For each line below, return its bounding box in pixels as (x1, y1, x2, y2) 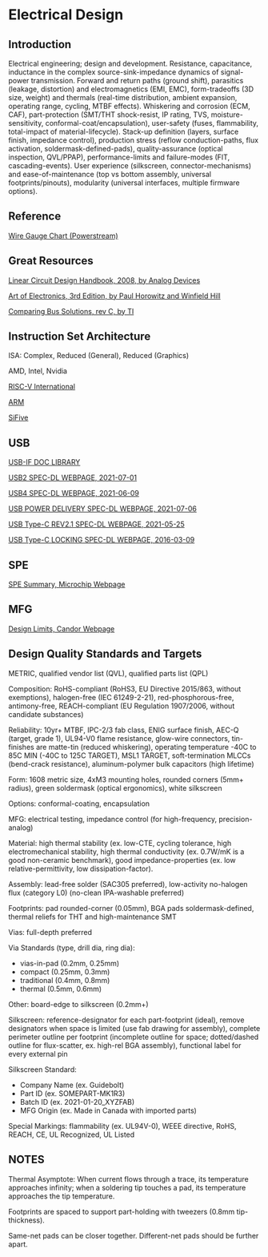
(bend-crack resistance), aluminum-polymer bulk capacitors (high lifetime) (8, 759, 254, 768)
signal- (220, 67, 244, 77)
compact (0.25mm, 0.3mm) (19, 967, 110, 977)
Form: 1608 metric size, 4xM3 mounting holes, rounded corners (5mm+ (8, 775, 244, 784)
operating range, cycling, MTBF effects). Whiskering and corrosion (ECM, (8, 102, 250, 111)
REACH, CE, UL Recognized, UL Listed (8, 1130, 135, 1139)
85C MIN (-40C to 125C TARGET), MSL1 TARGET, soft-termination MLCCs (8, 751, 251, 760)
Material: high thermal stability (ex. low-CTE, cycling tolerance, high (8, 838, 232, 848)
